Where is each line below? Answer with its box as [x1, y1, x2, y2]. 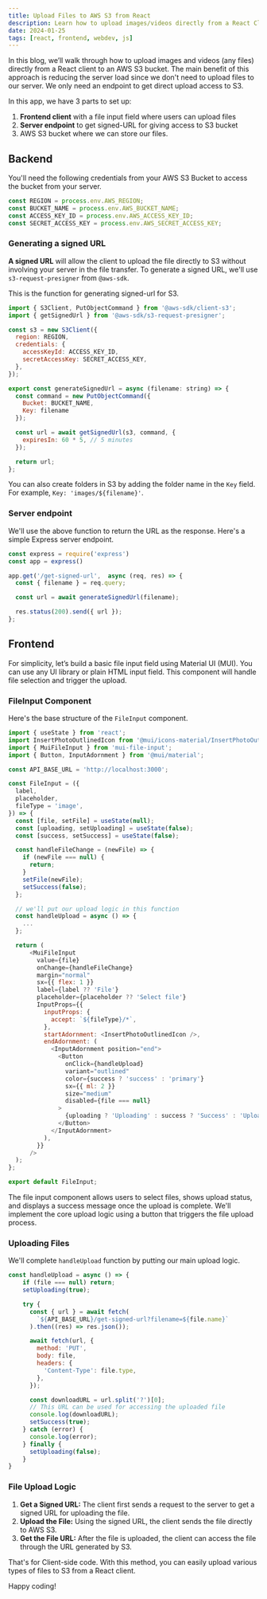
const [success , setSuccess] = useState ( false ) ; [15, 832, 180, 840]
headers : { [37, 1359, 73, 1367]
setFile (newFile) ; [22, 876, 83, 884]
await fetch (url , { [29, 1337, 94, 1345]
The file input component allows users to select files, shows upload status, [8, 1193, 253, 1202]
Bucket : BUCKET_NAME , [22, 399, 94, 407]
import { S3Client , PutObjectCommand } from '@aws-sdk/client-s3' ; [8, 304, 237, 312]
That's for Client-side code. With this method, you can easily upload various [8, 1557, 257, 1566]
